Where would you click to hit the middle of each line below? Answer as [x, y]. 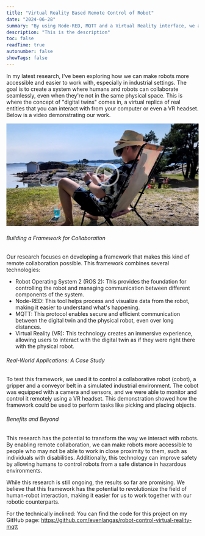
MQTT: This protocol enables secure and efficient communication [98, 314]
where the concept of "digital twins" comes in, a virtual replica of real [94, 102]
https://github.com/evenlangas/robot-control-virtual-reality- [116, 520]
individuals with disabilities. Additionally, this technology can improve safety [102, 457]
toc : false [20, 39]
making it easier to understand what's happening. [77, 307]
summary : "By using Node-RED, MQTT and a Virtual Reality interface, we [101, 26]
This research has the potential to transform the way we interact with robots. [103, 438]
